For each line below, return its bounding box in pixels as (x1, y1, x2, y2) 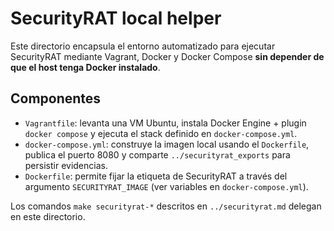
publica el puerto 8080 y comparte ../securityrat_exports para (24, 148, 291, 161)
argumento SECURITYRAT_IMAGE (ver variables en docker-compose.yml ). (24, 180, 309, 192)
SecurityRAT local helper (10, 7, 222, 30)
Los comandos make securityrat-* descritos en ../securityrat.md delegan (10, 200, 322, 212)
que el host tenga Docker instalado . (10, 61, 161, 73)
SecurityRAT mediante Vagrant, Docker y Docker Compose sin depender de (10, 50, 325, 62)
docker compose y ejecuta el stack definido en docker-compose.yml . (24, 127, 298, 139)
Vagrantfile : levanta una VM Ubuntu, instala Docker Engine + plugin (24, 117, 307, 129)
